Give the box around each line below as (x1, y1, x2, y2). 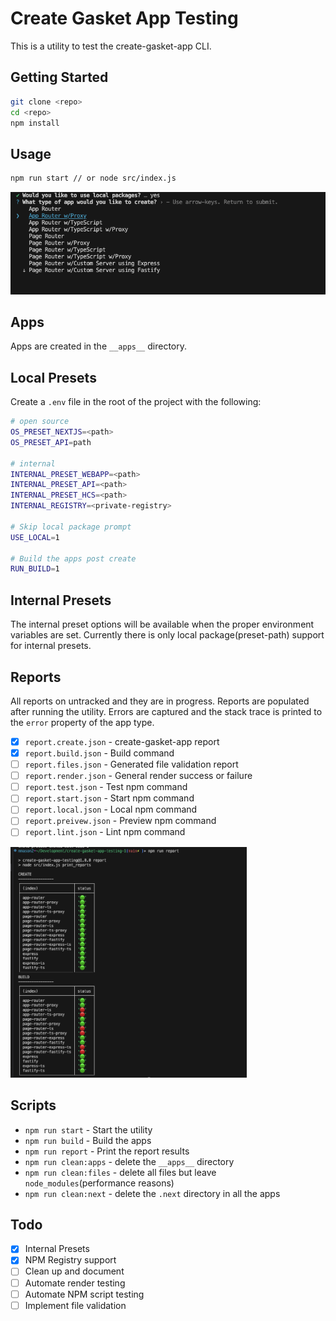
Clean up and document (24, 1265, 125, 1277)
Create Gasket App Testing (10, 7, 239, 30)
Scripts (10, 1097, 57, 1114)
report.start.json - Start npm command (24, 792, 195, 804)
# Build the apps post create (10, 553, 137, 564)
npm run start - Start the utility (24, 1123, 153, 1136)
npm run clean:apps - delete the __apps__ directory (24, 1155, 235, 1167)
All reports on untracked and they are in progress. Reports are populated (10, 695, 310, 707)
